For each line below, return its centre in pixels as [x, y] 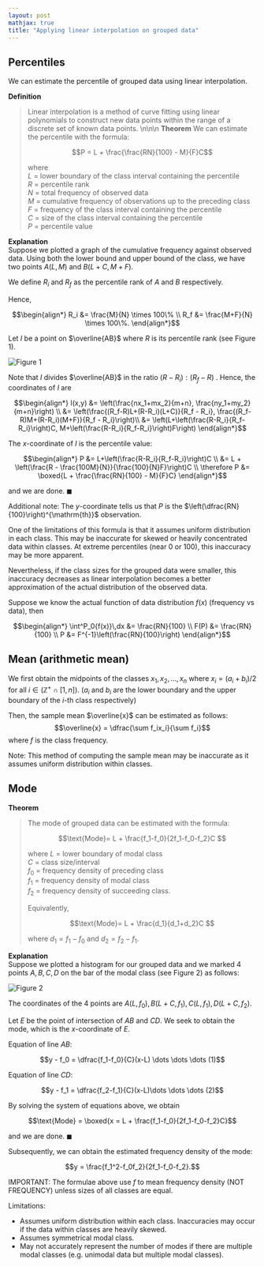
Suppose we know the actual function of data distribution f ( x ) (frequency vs [131, 602]
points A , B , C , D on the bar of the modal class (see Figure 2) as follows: [124, 972]
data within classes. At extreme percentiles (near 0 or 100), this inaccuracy [130, 547]
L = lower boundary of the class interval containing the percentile [134, 176]
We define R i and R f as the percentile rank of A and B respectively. [116, 283]
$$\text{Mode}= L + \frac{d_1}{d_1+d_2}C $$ [142, 923]
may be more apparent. [46, 555]
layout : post [30, 15]
